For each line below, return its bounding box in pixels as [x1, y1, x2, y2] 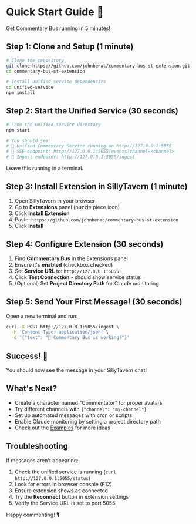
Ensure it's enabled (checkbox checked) [14, 261, 113, 268]
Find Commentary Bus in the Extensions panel [14, 255, 128, 262]
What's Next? [6, 384, 58, 394]
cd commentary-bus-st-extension [6, 68, 85, 74]
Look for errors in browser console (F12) [14, 481, 113, 488]
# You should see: [6, 137, 51, 143]
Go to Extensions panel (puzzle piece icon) [14, 203, 120, 210]
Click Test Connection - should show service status [14, 273, 141, 281]
